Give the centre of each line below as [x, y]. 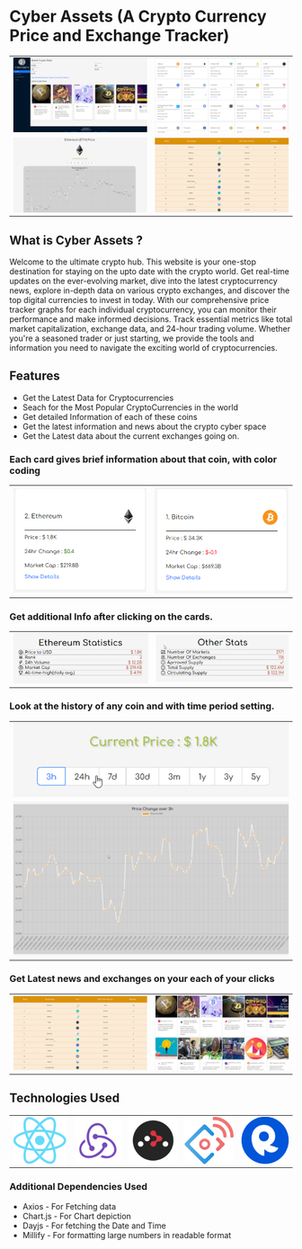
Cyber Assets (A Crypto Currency [138, 17]
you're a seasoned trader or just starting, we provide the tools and [132, 338]
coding [25, 470]
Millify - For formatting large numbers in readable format [127, 1235]
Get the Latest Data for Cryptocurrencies [98, 397]
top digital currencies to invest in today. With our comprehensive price [139, 300]
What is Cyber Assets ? [76, 240]
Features [35, 376]
